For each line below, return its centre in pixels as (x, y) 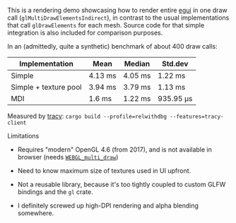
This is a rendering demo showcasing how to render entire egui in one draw (117, 10)
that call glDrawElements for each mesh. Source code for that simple (106, 25)
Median (137, 64)
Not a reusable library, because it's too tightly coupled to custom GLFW (122, 184)
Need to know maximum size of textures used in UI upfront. (104, 171)
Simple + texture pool (47, 87)
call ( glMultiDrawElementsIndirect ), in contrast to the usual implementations (118, 18)
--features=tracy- (196, 116)
